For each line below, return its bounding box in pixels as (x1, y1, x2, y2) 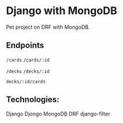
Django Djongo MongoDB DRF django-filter (6, 110, 110, 117)
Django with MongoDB (6, 4, 118, 18)
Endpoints (6, 40, 45, 50)
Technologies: (6, 95, 60, 105)
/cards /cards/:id (6, 57, 50, 63)
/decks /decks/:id (6, 69, 50, 74)
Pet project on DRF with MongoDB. (6, 23, 90, 30)
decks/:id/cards (6, 78, 46, 84)
